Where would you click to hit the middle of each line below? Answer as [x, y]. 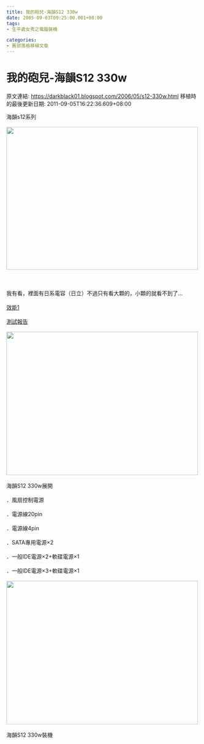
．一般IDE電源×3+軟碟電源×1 [43, 571]
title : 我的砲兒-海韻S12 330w [42, 12]
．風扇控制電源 [25, 500]
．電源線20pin [25, 514]
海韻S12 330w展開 [30, 486]
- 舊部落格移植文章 [28, 46]
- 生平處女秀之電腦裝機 [32, 29]
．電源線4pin [23, 528]
